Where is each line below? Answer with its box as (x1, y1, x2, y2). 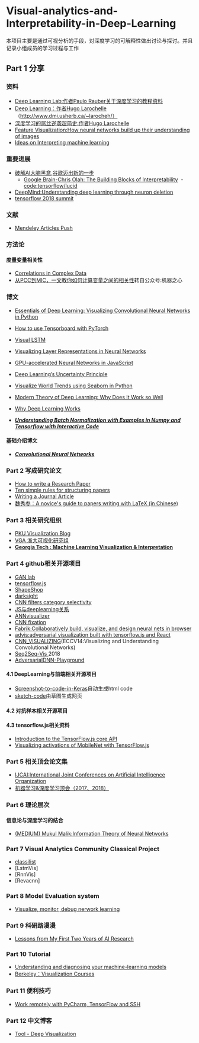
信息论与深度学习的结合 (6, 816, 63, 824)
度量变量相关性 (6, 256, 43, 263)
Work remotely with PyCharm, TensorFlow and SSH (14, 1000, 141, 1007)
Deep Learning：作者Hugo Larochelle (14, 105, 107, 112)
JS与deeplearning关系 (14, 605, 69, 612)
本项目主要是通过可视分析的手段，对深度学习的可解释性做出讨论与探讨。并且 (6, 37, 193, 44)
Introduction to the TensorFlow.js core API (14, 735, 117, 742)
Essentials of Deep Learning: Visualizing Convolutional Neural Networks (14, 307, 191, 314)
